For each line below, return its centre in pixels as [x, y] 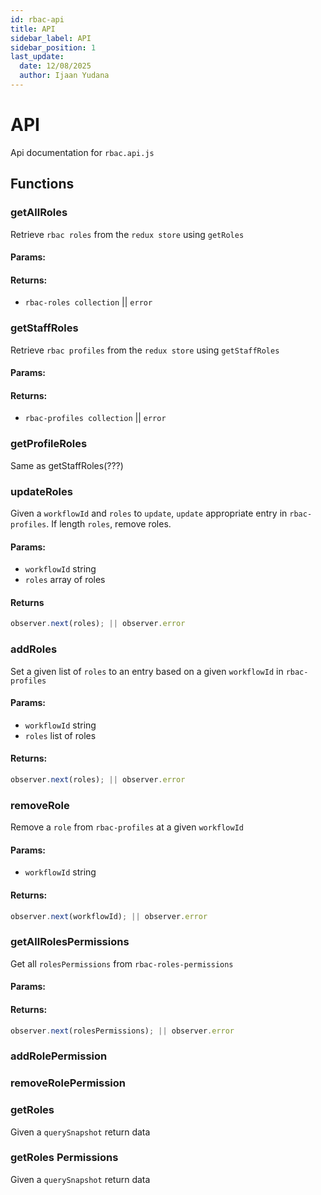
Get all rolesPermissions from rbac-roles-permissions [122, 963]
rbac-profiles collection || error [95, 418]
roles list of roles [60, 735]
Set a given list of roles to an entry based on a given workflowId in [147, 671]
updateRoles [41, 491]
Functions [42, 184]
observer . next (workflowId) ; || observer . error [109, 916]
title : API [33, 29]
